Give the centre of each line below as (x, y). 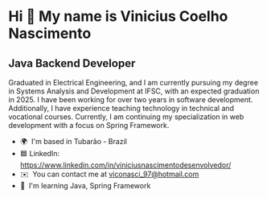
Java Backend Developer (72, 63)
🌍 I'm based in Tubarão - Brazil (73, 141)
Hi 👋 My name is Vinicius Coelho (118, 16)
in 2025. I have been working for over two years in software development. (131, 99)
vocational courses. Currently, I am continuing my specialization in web (126, 117)
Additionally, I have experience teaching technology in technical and (121, 108)
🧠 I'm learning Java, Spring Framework (85, 186)
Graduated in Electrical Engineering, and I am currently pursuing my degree (133, 82)
